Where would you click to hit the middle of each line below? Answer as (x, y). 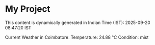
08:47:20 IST (18, 27)
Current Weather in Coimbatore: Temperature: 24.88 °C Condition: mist (77, 37)
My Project (28, 9)
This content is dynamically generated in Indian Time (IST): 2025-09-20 (78, 22)
